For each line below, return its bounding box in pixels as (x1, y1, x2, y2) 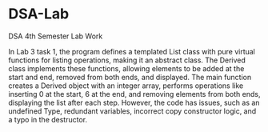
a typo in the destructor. (8, 114, 88, 124)
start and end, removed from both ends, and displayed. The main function (8, 72, 252, 82)
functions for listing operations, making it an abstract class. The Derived (8, 55, 246, 65)
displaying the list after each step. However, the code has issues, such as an (8, 98, 260, 107)
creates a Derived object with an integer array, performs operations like (8, 81, 244, 90)
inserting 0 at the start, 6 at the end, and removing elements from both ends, (8, 89, 261, 98)
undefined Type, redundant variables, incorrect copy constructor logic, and (8, 106, 257, 116)
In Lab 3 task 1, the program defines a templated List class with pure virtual (8, 46, 256, 56)
